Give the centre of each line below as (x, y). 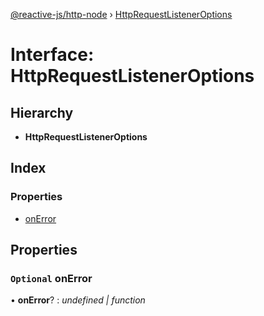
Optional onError (51, 278)
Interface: (52, 55)
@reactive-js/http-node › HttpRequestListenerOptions (121, 14)
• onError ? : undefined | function (78, 300)
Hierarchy (42, 112)
